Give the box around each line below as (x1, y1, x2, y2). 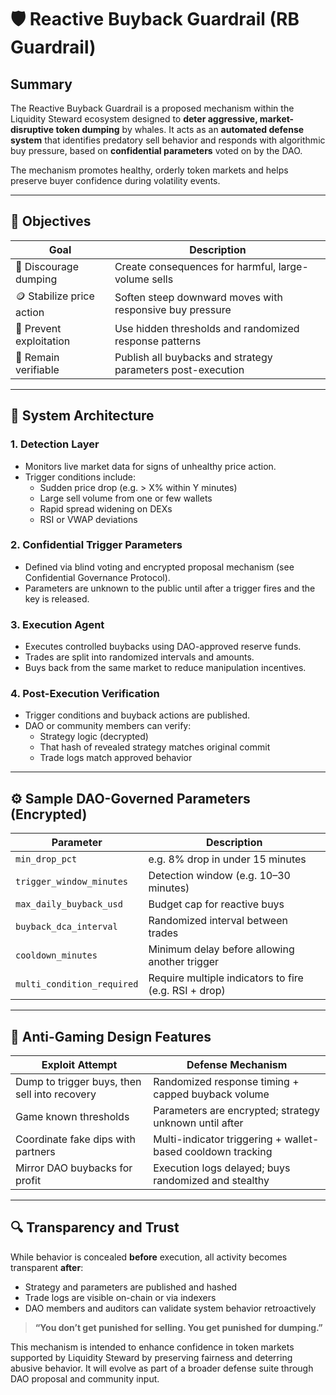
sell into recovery (15, 1087, 97, 1101)
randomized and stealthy (153, 1174, 270, 1188)
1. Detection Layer (10, 437, 100, 451)
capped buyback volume (153, 1087, 270, 1101)
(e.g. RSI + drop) (148, 984, 226, 998)
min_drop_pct (15, 854, 78, 865)
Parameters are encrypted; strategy (153, 1104, 320, 1118)
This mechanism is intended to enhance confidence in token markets (10, 1341, 295, 1353)
